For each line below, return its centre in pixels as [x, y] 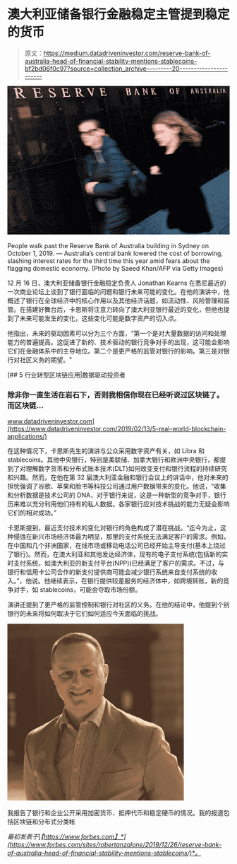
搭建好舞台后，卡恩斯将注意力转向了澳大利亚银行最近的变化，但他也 [124, 309]
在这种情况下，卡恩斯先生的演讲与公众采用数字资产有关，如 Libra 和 [106, 451]
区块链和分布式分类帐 [44, 822]
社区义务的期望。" [46, 360]
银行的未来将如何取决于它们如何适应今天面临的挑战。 [85, 614]
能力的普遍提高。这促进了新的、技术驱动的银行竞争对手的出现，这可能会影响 [119, 342]
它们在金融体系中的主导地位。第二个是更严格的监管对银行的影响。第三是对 [115, 351]
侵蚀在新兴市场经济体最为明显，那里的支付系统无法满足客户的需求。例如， [121, 537]
